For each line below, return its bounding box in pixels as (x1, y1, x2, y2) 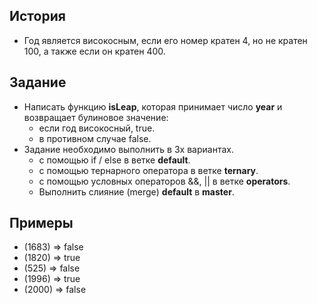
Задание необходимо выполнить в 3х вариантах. (23, 143, 234, 155)
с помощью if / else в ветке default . (38, 154, 191, 166)
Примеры (9, 215, 74, 232)
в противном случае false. (38, 132, 152, 144)
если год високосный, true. (38, 122, 156, 134)
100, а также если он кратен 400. (23, 45, 166, 57)
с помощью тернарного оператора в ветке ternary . (38, 164, 259, 176)
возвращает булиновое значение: (23, 111, 169, 123)
